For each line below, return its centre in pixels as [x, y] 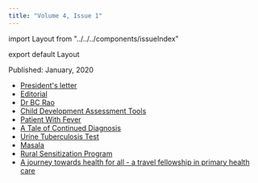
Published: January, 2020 [51, 70]
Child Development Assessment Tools [83, 111]
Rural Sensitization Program [66, 153]
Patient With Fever [51, 119]
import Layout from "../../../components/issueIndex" [94, 39]
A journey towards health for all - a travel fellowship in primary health [135, 162]
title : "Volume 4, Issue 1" [56, 16]
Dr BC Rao [37, 102]
